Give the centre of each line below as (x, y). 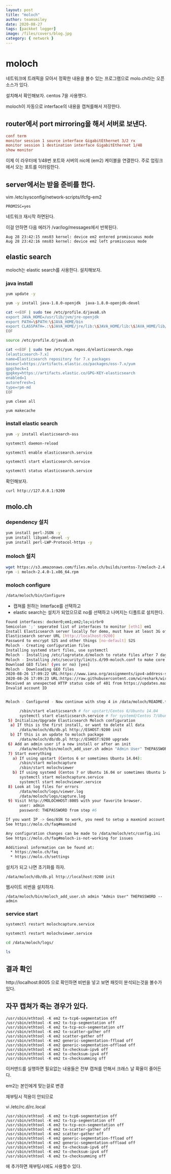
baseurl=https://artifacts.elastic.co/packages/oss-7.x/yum (71, 364)
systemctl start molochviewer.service (60, 782)
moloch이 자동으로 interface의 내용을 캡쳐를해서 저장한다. (63, 106)
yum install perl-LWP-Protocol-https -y (49, 542)
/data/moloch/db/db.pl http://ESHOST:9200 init (71, 730)
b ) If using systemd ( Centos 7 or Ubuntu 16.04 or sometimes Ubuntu (86, 773)
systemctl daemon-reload (32, 443)
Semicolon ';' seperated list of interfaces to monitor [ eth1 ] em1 (79, 627)
